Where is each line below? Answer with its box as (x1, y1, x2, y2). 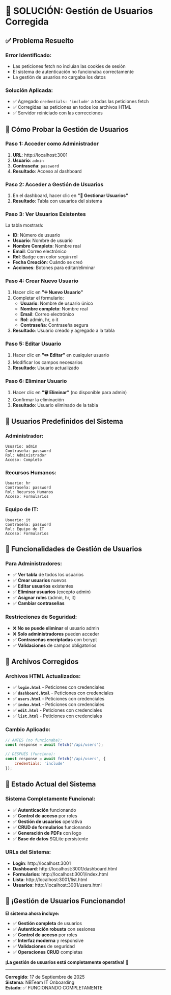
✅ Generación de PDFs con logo (12, 830, 81, 836)
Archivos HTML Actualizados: (5, 672, 81, 679)
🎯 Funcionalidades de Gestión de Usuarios (5, 545, 142, 553)
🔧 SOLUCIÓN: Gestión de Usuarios (5, 5, 153, 17)
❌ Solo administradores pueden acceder (12, 630, 100, 637)
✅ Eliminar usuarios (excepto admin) (12, 589, 91, 595)
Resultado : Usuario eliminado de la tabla (12, 402, 98, 408)
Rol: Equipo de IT (5, 526, 44, 531)
